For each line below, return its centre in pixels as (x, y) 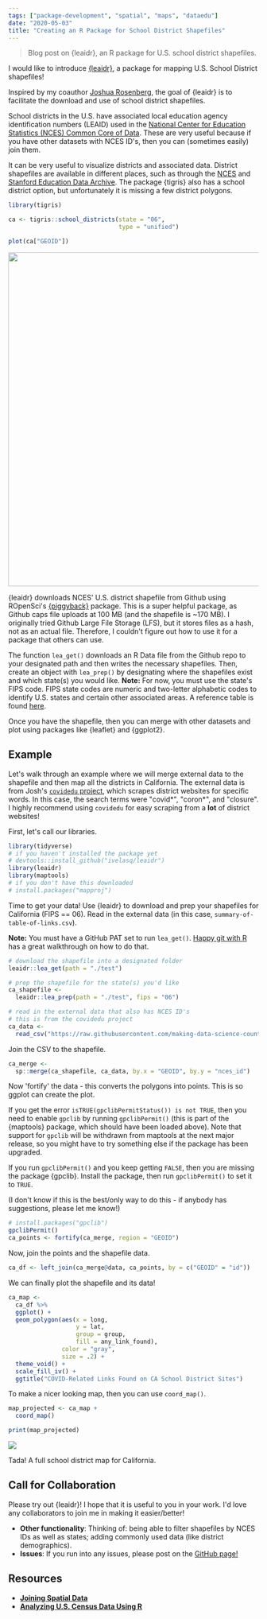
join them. (25, 150)
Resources (35, 1579)
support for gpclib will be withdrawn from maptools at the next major (121, 1136)
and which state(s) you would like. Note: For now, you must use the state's (130, 680)
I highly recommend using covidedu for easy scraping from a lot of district (129, 807)
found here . (27, 705)
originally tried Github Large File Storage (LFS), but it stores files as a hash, (131, 623)
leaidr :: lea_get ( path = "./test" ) (66, 968)
